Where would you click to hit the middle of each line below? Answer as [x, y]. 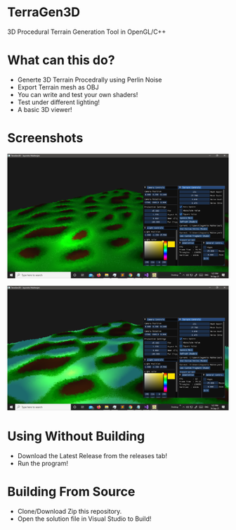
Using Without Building [76, 436]
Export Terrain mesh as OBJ [58, 87]
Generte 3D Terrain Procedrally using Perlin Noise [90, 80]
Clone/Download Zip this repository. [70, 511]
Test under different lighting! [59, 102]
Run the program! [43, 463]
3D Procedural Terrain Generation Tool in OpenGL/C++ [87, 32]
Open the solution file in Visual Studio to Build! [84, 519]
